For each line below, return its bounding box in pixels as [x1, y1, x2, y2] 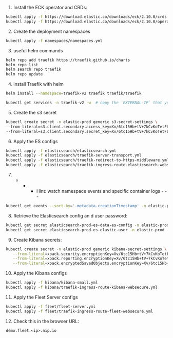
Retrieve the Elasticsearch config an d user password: [13, 212, 128, 218]
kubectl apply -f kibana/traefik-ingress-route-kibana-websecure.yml [6, 285, 158, 290]
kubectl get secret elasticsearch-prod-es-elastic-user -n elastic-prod [6, 227, 165, 232]
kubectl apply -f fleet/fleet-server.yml [6, 304, 96, 309]
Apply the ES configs [13, 138, 58, 144]
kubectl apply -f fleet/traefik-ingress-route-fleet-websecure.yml [6, 309, 153, 314]
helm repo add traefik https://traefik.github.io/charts [6, 57, 130, 63]
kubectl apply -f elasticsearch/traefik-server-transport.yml [6, 153, 142, 158]
